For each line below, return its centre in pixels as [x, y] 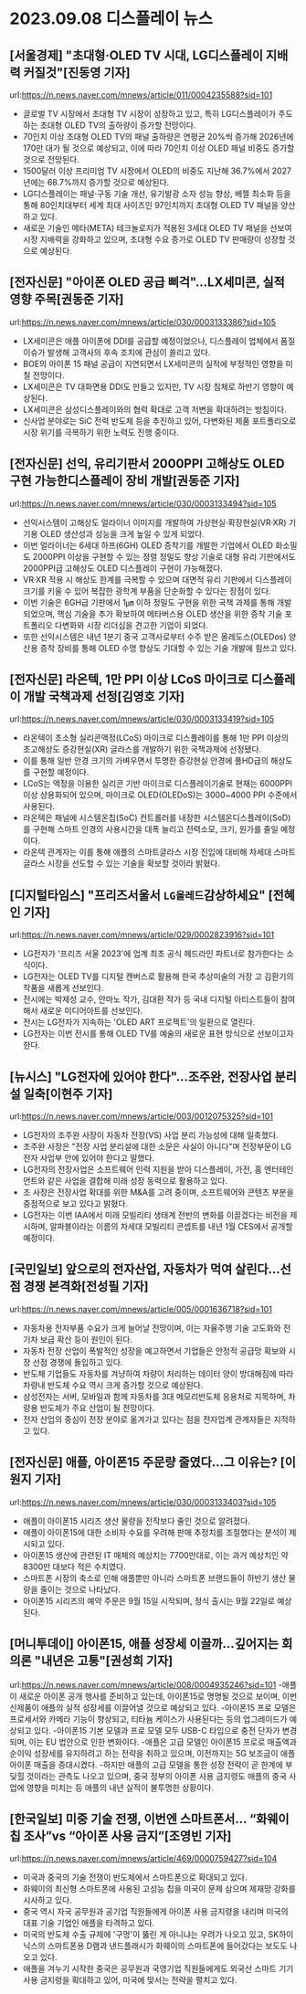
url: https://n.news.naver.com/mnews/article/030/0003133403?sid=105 [143, 1502]
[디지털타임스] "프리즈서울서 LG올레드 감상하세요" [138, 895]
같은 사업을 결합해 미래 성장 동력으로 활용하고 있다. [137, 1181]
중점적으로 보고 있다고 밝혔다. [75, 1204]
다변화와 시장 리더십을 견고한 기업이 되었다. [131, 625]
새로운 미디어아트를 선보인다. [91, 1011]
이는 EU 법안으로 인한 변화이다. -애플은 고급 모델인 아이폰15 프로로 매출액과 [163, 1742]
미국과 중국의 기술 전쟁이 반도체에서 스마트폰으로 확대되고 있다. [135, 1877]
